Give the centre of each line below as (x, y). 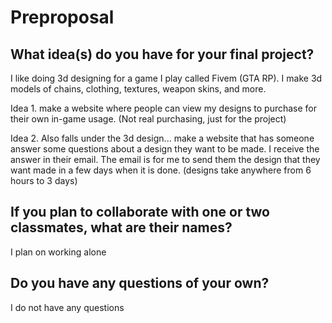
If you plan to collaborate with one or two (140, 212)
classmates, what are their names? (121, 227)
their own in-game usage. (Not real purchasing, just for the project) (148, 119)
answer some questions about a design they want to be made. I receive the (165, 149)
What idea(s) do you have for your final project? (162, 54)
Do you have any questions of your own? (140, 283)
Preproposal (62, 17)
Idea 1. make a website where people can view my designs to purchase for (164, 108)
